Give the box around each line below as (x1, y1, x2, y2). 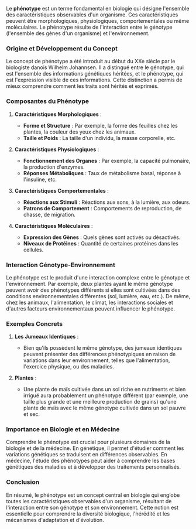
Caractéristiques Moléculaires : (14, 222, 93, 229)
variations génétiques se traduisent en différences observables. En (6, 451, 168, 458)
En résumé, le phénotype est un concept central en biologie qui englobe (6, 492, 180, 499)
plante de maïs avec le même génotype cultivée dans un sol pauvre (23, 404, 186, 412)
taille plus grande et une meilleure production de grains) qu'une (23, 398, 177, 405)
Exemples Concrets (6, 319, 63, 327)
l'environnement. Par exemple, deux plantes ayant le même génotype (6, 280, 173, 287)
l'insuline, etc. (23, 176, 57, 183)
